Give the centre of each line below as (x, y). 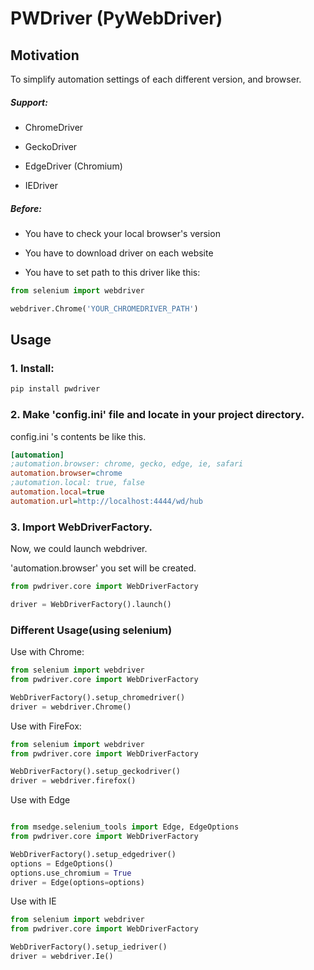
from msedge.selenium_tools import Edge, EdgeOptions (125, 827)
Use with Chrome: (47, 652)
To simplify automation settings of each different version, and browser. (156, 79)
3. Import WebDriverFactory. (81, 527)
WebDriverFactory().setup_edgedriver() (93, 854)
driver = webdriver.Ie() (62, 957)
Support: (29, 102)
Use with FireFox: (46, 726)
